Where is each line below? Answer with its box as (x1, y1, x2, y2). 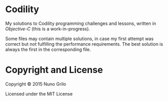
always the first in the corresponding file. (5, 46, 91, 52)
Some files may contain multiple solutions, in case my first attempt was (5, 36, 154, 42)
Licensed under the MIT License (5, 90, 73, 97)
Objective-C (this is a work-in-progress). (5, 25, 90, 31)
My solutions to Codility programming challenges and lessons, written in (5, 20, 156, 26)
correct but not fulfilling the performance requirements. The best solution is (5, 41, 163, 47)
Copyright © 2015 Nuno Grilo (5, 81, 66, 87)
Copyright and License (5, 64, 103, 76)
